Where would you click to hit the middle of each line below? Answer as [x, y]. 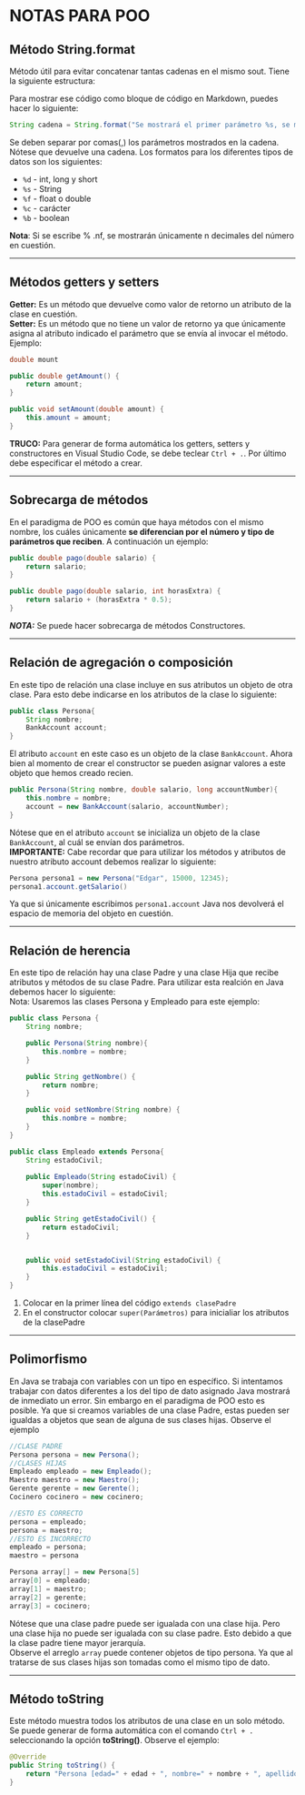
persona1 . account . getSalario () [69, 887]
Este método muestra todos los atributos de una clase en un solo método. [148, 1721]
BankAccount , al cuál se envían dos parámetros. [97, 842]
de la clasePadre [54, 1322]
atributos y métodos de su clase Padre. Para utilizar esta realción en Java [147, 983]
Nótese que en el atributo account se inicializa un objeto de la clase [135, 832]
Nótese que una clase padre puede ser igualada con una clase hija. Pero [145, 1623]
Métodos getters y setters [84, 282]
